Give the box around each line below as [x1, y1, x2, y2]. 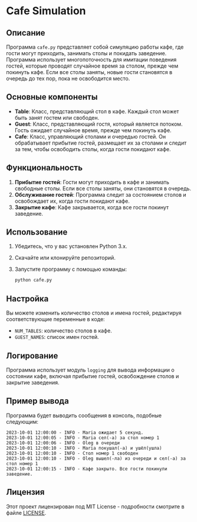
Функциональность [6, 163, 83, 173]
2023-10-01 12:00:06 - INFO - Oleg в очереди [6, 440, 120, 446]
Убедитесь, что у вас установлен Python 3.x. [14, 243, 127, 250]
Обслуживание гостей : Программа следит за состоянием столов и [14, 191, 187, 198]
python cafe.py [14, 277, 52, 283]
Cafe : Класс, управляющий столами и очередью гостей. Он [14, 133, 166, 140]
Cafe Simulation [6, 4, 87, 18]
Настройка [6, 293, 49, 303]
